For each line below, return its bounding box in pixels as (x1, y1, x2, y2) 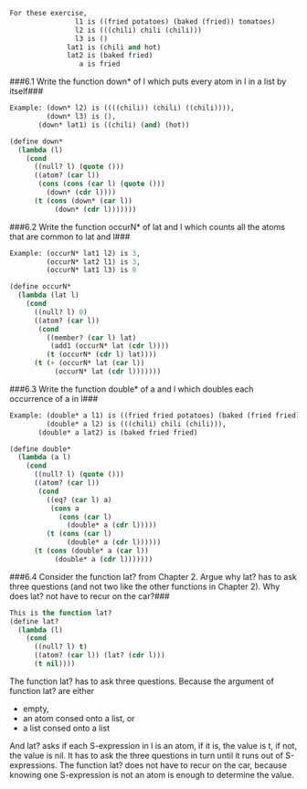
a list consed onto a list (22, 722, 111, 733)
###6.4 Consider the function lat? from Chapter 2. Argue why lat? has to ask (9, 571, 297, 582)
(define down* (9, 137, 64, 146)
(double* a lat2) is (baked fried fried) (37, 427, 198, 437)
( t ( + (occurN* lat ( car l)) (33, 359, 145, 368)
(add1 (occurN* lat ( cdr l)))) (49, 342, 170, 351)
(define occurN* (9, 282, 71, 291)
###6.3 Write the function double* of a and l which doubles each (9, 384, 254, 394)
